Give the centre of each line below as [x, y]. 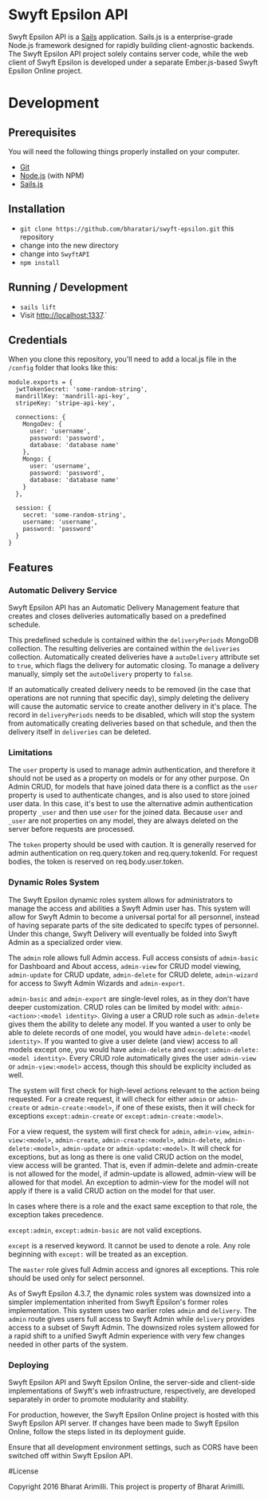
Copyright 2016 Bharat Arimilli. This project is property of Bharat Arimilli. [127, 1486]
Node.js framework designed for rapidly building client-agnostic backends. [132, 45]
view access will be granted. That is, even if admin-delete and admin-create [133, 1165]
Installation [37, 209]
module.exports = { [41, 382]
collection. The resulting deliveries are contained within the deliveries [124, 649]
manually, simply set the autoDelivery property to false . [100, 674]
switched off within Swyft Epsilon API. [71, 1455]
